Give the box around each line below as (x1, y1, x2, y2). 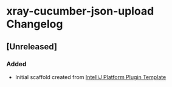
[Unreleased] (6, 41, 58, 52)
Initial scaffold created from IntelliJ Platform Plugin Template (15, 73, 167, 80)
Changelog (6, 17, 63, 31)
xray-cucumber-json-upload (6, 4, 154, 18)
